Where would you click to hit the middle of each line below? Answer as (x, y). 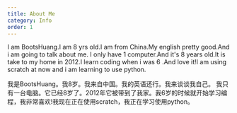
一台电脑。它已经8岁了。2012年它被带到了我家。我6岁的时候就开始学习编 (120, 93)
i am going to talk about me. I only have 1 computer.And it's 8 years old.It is (116, 54)
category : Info (30, 20)
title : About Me (31, 14)
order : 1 (20, 27)
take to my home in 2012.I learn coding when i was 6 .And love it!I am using (117, 62)
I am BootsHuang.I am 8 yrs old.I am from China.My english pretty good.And (118, 47)
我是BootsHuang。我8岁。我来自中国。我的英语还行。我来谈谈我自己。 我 (115, 84)
